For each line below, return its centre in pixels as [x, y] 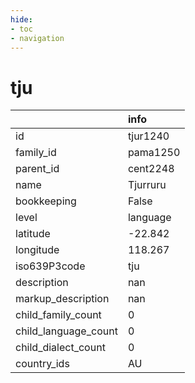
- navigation [37, 38]
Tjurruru [147, 185]
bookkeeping [46, 201]
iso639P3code [50, 266]
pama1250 [154, 153]
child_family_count [58, 315]
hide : [21, 19]
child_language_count [66, 331]
